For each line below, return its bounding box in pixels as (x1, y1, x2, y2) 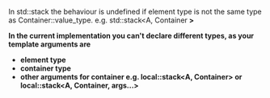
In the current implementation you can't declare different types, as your (8, 31, 255, 40)
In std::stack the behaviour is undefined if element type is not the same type (8, 7, 263, 16)
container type (19, 63, 71, 73)
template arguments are (8, 39, 91, 49)
